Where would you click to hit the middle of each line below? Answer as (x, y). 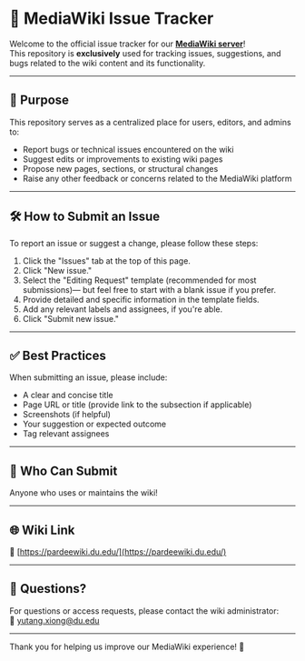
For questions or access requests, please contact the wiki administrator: (144, 611)
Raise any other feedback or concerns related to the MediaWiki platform (157, 178)
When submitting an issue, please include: (89, 377)
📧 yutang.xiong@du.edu (54, 620)
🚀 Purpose (39, 100)
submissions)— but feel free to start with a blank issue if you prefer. (149, 289)
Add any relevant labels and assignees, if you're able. (123, 309)
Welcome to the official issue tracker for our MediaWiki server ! (128, 44)
